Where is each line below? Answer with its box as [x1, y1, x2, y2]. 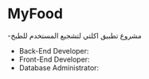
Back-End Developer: [18, 46, 89, 55]
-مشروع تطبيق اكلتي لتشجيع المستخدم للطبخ [7, 31, 142, 40]
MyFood [7, 5, 63, 23]
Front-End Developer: [18, 55, 90, 64]
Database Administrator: [18, 62, 100, 72]
